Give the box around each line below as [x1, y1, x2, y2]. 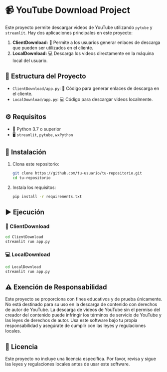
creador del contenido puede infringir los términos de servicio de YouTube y [5, 312, 162, 318]
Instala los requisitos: [12, 184, 56, 190]
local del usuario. [12, 57, 48, 63]
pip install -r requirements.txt [12, 194, 82, 199]
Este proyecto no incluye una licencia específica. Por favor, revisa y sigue [5, 356, 156, 362]
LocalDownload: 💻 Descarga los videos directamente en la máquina [12, 50, 154, 56]
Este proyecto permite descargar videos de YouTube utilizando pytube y [5, 24, 153, 30]
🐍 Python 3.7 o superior [12, 126, 61, 132]
